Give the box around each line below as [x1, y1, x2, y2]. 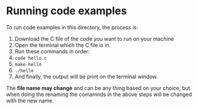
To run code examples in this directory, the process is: [6, 24, 138, 31]
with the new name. [6, 97, 54, 104]
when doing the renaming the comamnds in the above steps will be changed [6, 91, 192, 98]
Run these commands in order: [14, 47, 90, 54]
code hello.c [14, 55, 47, 61]
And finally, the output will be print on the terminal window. [14, 73, 158, 80]
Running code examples [6, 4, 127, 18]
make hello [14, 61, 42, 68]
